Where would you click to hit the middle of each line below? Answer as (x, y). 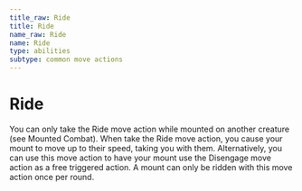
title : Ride (32, 26)
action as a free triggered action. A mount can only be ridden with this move (151, 167)
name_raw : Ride (38, 34)
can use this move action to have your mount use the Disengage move (140, 158)
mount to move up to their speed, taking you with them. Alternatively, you (146, 148)
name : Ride (30, 43)
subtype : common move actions (66, 59)
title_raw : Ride (40, 18)
